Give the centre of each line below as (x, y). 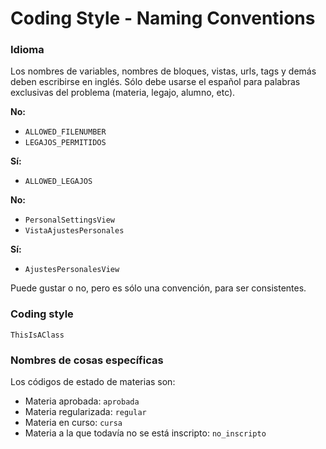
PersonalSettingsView (69, 220)
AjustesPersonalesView (72, 270)
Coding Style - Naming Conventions (163, 18)
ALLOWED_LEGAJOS (58, 182)
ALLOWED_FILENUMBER (65, 132)
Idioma (27, 50)
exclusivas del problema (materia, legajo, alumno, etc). (123, 93)
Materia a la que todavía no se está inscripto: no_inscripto (145, 433)
